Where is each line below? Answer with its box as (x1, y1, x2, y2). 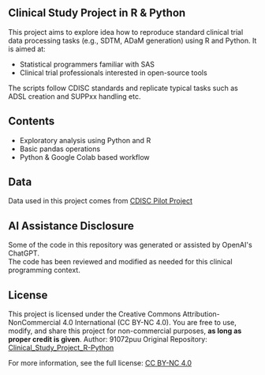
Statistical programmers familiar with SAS (19, 59, 155, 69)
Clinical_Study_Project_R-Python (8, 343, 114, 353)
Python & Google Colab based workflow (19, 152, 150, 161)
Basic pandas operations (19, 144, 101, 153)
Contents (8, 115, 55, 128)
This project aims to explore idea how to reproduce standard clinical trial (8, 27, 244, 36)
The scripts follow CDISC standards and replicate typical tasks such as (8, 83, 238, 93)
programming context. (8, 265, 80, 275)
